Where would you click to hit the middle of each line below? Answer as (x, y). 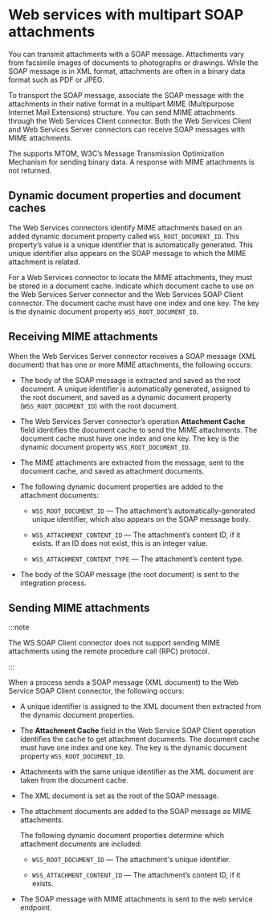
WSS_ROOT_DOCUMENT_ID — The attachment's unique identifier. (131, 860)
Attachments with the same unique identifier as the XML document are (137, 771)
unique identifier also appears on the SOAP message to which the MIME (127, 253)
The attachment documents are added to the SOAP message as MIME (135, 812)
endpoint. (36, 908)
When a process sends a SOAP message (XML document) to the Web (124, 682)
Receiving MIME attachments (84, 337)
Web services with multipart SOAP (126, 15)
